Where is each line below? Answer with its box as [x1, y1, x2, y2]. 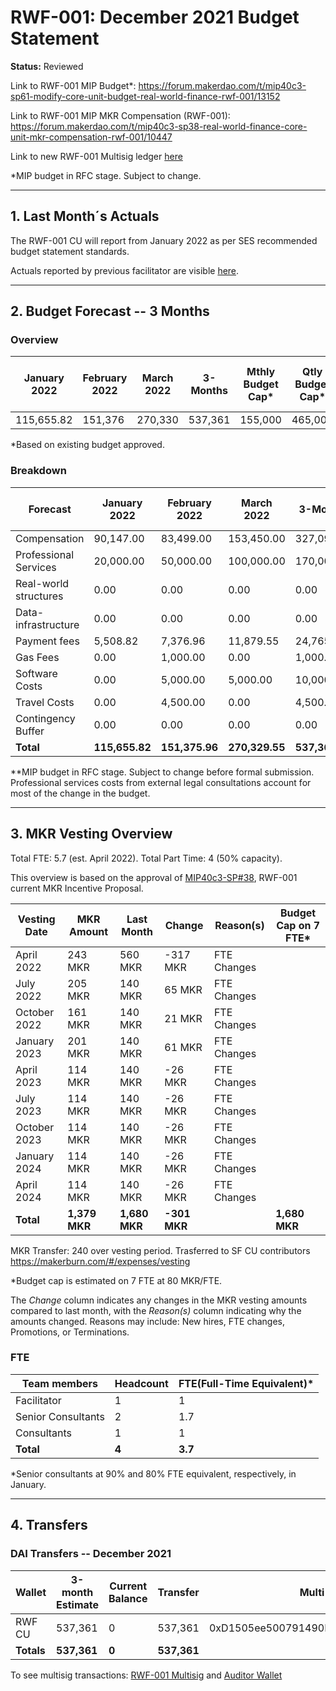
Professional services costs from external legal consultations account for [10, 776, 312, 788]
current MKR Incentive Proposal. [10, 882, 144, 894]
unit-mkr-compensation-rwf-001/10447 [10, 131, 173, 143]
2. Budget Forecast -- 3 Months [10, 303, 210, 320]
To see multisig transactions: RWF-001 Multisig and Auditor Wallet [10, 1669, 283, 1681]
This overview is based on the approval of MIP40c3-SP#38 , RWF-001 [10, 871, 298, 883]
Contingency [15, 711, 76, 725]
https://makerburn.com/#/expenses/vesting [10, 1255, 191, 1267]
